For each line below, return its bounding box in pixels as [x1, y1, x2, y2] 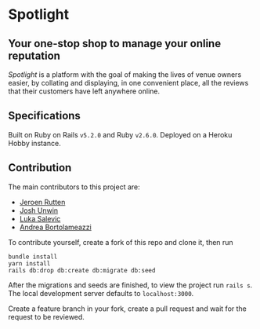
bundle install [8, 253, 58, 261]
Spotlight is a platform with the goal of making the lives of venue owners [8, 70, 242, 79]
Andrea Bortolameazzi [19, 222, 92, 232]
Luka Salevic [19, 214, 61, 223]
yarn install [8, 259, 51, 268]
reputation [8, 49, 61, 62]
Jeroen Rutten [19, 197, 66, 207]
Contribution [8, 161, 72, 174]
